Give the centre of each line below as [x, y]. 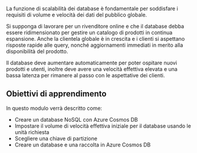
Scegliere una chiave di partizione [56, 138]
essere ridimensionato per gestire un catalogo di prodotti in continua [89, 32]
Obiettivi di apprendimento [56, 94]
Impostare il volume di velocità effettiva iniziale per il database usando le [103, 126]
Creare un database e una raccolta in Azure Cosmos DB [83, 145]
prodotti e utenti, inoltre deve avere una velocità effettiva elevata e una [92, 69]
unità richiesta [32, 132]
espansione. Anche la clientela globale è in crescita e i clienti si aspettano [96, 39]
